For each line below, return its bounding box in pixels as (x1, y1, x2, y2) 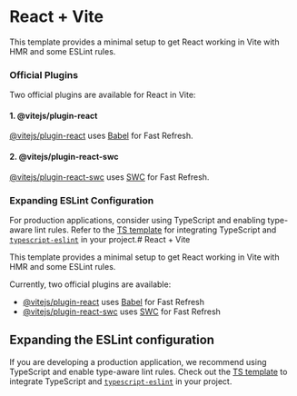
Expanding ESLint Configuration (9, 193, 154, 206)
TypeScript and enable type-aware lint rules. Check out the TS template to (9, 366, 288, 377)
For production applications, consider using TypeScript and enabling (9, 214, 266, 225)
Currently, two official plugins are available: (9, 279, 172, 290)
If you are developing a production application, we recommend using (9, 356, 267, 367)
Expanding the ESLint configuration (9, 332, 215, 348)
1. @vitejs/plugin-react (9, 110, 98, 121)
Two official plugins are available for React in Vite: (9, 89, 196, 101)
